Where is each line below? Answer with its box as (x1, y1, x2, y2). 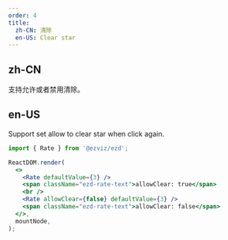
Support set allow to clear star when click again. (8, 129, 165, 138)
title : (8, 19, 30, 27)
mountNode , (15, 217, 51, 225)
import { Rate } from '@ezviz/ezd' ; (8, 144, 129, 152)
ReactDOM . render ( (8, 159, 65, 167)
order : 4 (8, 11, 37, 20)
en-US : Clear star (15, 33, 77, 42)
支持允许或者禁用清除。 (8, 84, 84, 95)
